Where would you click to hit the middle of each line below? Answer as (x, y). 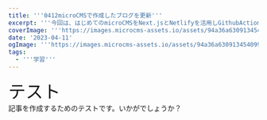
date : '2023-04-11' (41, 37)
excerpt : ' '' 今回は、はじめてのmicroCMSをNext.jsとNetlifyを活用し (113, 23)
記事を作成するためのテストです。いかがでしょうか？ (95, 108)
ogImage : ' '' (30, 45)
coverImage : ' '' (35, 30)
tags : (17, 52)
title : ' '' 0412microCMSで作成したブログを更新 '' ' (85, 15)
